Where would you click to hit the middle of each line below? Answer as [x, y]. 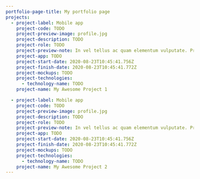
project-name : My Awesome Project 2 [62, 167]
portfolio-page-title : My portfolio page [58, 12]
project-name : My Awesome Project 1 [62, 89]
